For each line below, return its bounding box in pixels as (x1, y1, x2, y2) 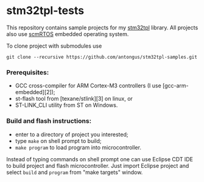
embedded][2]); (15, 89, 56, 96)
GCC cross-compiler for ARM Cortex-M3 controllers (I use (15, 82, 161, 89)
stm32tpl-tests (6, 4, 84, 18)
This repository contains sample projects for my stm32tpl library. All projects (6, 24, 199, 31)
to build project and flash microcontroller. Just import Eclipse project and (6, 162, 189, 169)
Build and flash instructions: (6, 117, 92, 125)
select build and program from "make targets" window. (6, 169, 143, 176)
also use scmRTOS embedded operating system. (6, 30, 129, 37)
